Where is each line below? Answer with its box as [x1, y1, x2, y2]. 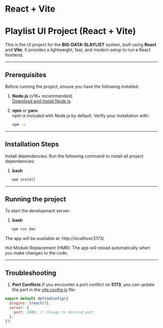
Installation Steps [5, 140, 59, 149]
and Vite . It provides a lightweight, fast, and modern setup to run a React [5, 47, 151, 53]
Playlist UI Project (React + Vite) [5, 26, 136, 37]
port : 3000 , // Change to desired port [14, 310, 95, 314]
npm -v [12, 122, 26, 127]
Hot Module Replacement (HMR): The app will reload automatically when [5, 245, 150, 251]
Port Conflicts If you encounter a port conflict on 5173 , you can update [12, 282, 155, 287]
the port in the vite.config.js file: [12, 287, 76, 293]
